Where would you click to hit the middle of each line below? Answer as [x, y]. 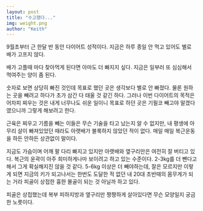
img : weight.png [27, 23]
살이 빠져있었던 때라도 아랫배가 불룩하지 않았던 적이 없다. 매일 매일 [96, 131]
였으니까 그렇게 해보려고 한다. [41, 110]
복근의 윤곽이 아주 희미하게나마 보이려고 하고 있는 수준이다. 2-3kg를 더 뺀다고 [105, 159]
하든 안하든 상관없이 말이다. [45, 139]
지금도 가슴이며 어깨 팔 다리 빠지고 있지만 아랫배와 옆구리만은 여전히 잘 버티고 [98, 152]
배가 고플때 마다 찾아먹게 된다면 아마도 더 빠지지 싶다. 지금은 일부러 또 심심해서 [99, 67]
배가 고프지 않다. [26, 55]
